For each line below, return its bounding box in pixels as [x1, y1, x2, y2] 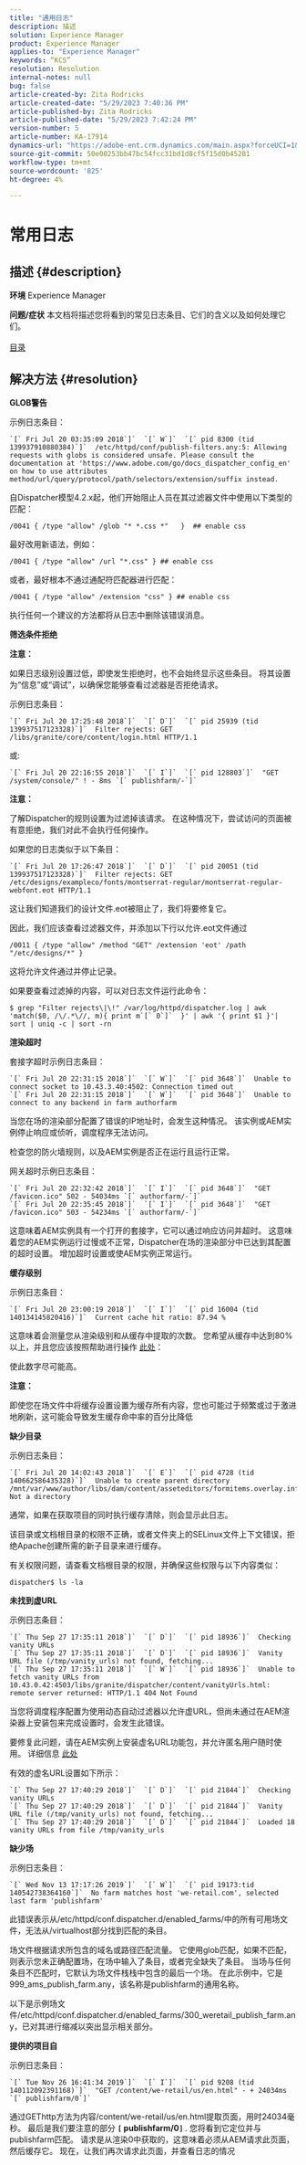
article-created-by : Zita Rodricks [9, 90, 145, 99]
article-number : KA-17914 [9, 132, 107, 142]
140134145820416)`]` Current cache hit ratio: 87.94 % [9, 1313, 226, 1323]
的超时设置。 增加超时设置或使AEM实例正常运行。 [9, 1248, 198, 1259]
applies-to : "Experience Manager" [9, 48, 141, 57]
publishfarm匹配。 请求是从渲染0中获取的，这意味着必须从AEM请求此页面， [9, 2134, 294, 2145]
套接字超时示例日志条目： [9, 1056, 106, 1067]
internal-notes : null [9, 73, 92, 82]
